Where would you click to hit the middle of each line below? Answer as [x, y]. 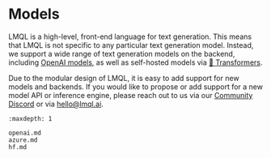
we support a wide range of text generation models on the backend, [122, 53]
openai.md [25, 133]
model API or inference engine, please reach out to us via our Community [131, 95]
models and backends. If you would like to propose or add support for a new [135, 87]
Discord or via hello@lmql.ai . [56, 104]
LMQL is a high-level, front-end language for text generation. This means [130, 36]
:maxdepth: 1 [30, 118]
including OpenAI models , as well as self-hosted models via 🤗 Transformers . [135, 62]
